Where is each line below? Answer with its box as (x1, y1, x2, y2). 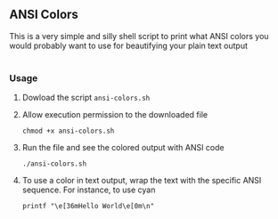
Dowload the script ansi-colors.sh (21, 93, 151, 103)
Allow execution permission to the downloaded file (21, 109, 208, 120)
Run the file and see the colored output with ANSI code (21, 142, 225, 153)
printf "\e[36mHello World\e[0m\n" (21, 202, 155, 211)
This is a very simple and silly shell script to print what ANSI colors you (9, 30, 269, 41)
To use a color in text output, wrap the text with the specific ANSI (21, 175, 262, 186)
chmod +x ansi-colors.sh (21, 126, 115, 136)
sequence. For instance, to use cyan (21, 184, 156, 195)
